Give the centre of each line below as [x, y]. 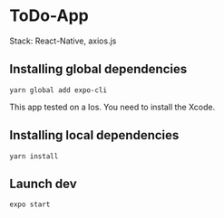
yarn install [34, 156]
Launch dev [43, 183]
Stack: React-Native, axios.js [63, 41]
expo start [30, 204]
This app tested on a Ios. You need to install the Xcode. [112, 107]
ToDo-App [49, 16]
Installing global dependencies [98, 69]
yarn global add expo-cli [58, 90]
